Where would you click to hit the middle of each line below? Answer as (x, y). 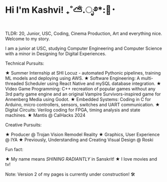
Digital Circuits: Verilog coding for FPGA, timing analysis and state (73, 110)
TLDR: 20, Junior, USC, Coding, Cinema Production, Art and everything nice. (84, 33)
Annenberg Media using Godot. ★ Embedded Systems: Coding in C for (78, 99)
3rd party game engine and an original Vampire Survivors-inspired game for (83, 94)
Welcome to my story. (28, 39)
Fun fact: (14, 149)
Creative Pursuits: (23, 125)
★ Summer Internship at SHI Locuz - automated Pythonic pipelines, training (83, 73)
